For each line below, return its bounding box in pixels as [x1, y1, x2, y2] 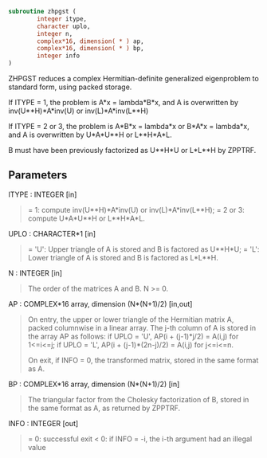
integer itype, [37, 14, 88, 23]
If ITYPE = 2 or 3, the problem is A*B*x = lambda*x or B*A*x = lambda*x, [8, 122, 249, 131]
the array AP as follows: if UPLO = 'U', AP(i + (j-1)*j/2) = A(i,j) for [27, 331, 239, 341]
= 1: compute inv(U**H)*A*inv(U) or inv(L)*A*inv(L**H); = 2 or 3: [27, 205, 245, 214]
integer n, [37, 29, 73, 37]
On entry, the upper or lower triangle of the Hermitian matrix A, [27, 315, 234, 324]
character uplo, [37, 22, 91, 30]
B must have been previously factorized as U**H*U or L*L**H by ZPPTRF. [8, 146, 257, 155]
